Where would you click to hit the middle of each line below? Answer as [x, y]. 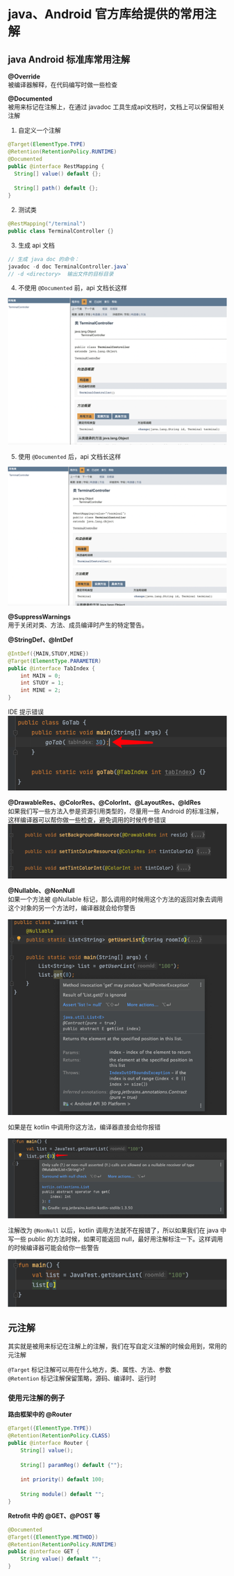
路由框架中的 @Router [40, 1414]
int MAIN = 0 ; [41, 676]
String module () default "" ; [62, 1494]
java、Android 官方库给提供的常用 [106, 14]
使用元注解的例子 [36, 1398]
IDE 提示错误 [26, 712]
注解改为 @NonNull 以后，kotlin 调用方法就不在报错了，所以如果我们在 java [114, 1230]
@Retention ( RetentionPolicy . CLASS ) [59, 1436]
